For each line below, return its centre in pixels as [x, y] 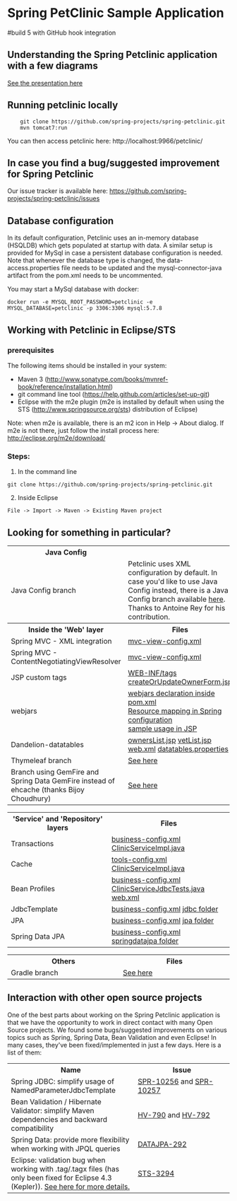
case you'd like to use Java [173, 581]
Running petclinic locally [63, 105]
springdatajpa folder [145, 941]
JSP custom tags [39, 677]
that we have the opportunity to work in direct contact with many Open [110, 1022]
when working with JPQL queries [66, 1149]
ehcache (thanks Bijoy [48, 789]
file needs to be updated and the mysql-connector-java [141, 268]
